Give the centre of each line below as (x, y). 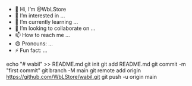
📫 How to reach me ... (42, 35)
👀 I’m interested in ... (40, 16)
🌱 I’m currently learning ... (46, 22)
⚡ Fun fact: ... (31, 50)
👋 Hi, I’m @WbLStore (40, 9)
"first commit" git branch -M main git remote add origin (74, 70)
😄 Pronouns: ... (34, 44)
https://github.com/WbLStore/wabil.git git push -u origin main (82, 77)
